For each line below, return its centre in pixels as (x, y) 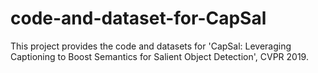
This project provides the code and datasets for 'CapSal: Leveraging (151, 46)
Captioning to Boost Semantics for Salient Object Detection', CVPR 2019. (159, 56)
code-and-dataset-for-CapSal (138, 18)
